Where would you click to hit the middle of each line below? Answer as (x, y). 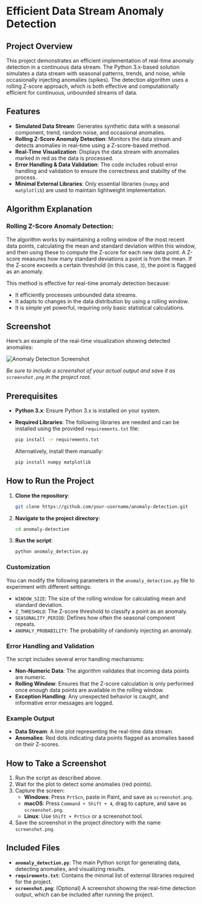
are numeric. (31, 677)
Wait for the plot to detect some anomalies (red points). (84, 784)
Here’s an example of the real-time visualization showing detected (88, 341)
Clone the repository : (42, 495)
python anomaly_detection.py (52, 552)
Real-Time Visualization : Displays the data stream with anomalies (97, 151)
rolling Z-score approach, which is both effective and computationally (93, 86)
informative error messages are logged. (64, 703)
